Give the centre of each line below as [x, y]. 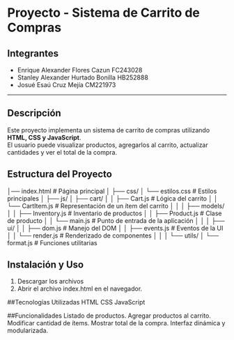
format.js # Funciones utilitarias [52, 242]
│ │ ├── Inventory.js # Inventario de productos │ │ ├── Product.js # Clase [115, 213]
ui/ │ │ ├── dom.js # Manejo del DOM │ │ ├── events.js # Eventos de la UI [115, 228]
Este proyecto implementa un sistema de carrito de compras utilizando [109, 130]
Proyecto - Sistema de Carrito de [104, 13]
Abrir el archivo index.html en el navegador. [80, 289]
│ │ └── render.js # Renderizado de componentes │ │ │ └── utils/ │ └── [113, 235]
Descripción [34, 113]
